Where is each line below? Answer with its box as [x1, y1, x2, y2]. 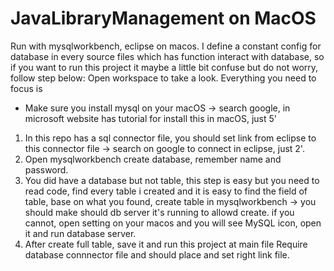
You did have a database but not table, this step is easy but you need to [24, 174, 320, 186]
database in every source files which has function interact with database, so [10, 50, 325, 62]
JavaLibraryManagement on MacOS [10, 7, 317, 30]
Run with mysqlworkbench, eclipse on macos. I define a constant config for [10, 40, 322, 52]
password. [24, 163, 69, 176]
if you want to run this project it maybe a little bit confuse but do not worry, [10, 61, 319, 73]
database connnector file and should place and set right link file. [24, 248, 290, 261]
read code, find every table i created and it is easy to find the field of [24, 185, 308, 197]
